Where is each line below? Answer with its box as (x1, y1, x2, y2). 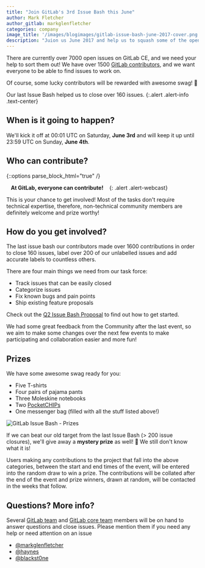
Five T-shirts (15, 382, 47, 389)
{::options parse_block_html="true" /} (6, 172, 101, 180)
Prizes (6, 354, 31, 364)
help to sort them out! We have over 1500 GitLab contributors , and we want (6, 61, 195, 68)
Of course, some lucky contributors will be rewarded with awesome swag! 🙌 (6, 79, 198, 86)
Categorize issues (15, 286, 61, 293)
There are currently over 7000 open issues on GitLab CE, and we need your (6, 55, 196, 61)
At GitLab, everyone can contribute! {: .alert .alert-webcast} (10, 184, 168, 191)
